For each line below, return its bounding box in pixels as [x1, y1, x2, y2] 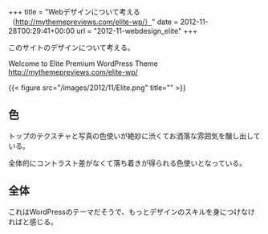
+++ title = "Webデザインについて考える [8, 7, 140, 16]
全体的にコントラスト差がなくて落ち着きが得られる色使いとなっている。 [8, 158, 247, 167]
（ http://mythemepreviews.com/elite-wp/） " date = [8, 17, 179, 27]
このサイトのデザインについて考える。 [8, 43, 135, 52]
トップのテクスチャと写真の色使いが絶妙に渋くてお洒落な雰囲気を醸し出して [8, 131, 261, 141]
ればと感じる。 [8, 216, 58, 227]
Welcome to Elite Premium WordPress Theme [8, 59, 159, 68]
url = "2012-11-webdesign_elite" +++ [75, 27, 198, 35]
